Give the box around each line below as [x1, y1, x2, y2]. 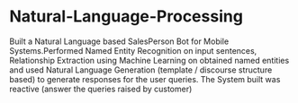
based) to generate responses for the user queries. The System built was [9, 73, 281, 84]
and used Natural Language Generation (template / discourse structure [9, 64, 273, 75]
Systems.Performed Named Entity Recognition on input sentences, [9, 45, 257, 56]
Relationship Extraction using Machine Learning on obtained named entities [9, 55, 290, 65]
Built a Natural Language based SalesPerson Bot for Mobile [9, 36, 230, 47]
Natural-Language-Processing [9, 6, 243, 27]
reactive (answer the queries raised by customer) [9, 83, 193, 94]
